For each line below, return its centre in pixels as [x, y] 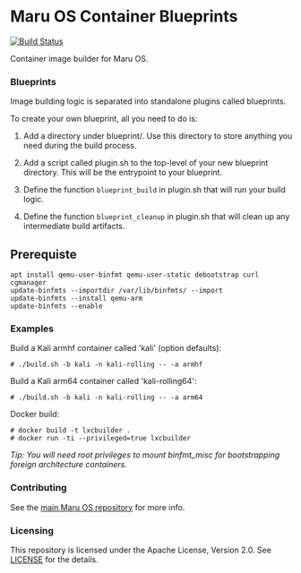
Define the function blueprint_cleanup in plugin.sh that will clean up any [156, 217]
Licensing [32, 530]
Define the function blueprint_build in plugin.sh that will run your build [154, 190]
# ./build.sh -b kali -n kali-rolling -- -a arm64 [107, 398]
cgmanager [29, 283]
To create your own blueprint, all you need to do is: [104, 119]
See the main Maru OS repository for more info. [98, 507]
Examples [32, 329]
